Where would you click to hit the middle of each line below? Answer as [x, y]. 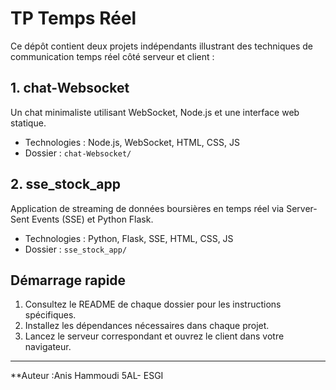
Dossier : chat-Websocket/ [78, 153]
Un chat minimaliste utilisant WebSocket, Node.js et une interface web [155, 112]
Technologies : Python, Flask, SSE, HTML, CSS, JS [129, 238]
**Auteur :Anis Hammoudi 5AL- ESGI [87, 376]
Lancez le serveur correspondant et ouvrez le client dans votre [154, 336]
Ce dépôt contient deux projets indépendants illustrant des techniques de [161, 46]
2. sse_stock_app [65, 184]
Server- [302, 208]
